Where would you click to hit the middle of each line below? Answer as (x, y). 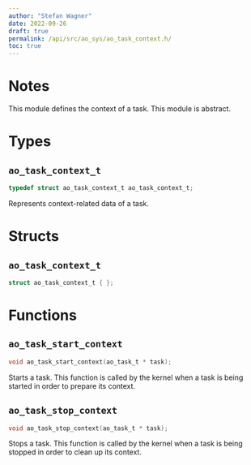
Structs (34, 237)
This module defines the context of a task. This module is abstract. (120, 109)
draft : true (28, 31)
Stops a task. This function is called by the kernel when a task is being (125, 444)
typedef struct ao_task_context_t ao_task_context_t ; (101, 188)
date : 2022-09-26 (38, 24)
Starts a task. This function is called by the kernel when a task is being (126, 377)
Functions (43, 315)
